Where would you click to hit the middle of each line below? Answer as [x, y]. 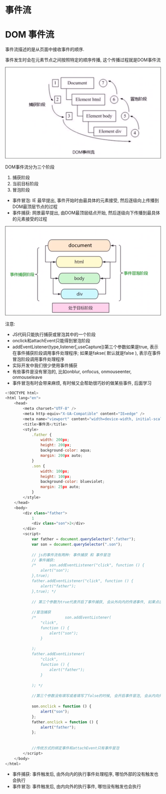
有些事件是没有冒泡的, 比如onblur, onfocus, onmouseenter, [72, 371]
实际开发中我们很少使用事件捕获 [45, 365]
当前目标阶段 [25, 183]
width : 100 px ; [55, 471]
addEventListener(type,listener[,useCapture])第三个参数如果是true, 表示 [85, 347]
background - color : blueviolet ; [73, 482]
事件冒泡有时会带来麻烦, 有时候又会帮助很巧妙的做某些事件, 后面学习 [82, 383]
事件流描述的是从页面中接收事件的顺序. [45, 50]
